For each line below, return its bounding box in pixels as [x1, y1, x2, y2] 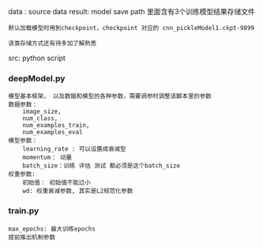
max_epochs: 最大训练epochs [8, 224, 96, 233]
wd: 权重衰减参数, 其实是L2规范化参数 [22, 187, 133, 195]
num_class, [22, 115, 58, 122]
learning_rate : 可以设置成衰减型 [22, 145, 126, 153]
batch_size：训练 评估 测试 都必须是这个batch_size [22, 162, 180, 170]
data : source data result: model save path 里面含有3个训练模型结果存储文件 [8, 7, 255, 16]
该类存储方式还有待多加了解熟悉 [8, 39, 97, 47]
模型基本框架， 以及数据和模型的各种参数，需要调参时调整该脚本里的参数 [8, 92, 212, 100]
